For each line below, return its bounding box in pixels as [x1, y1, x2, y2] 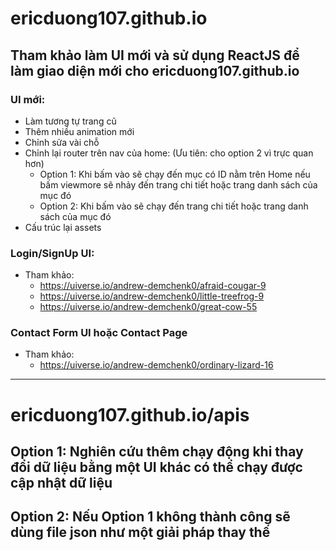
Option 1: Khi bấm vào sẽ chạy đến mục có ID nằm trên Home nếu [39, 168, 311, 180]
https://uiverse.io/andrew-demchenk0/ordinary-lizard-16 [39, 359, 274, 371]
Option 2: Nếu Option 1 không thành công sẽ [10, 508, 291, 526]
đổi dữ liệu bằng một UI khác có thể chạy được [10, 459, 303, 476]
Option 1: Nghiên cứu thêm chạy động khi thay [10, 443, 304, 461]
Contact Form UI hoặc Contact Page [10, 326, 188, 340]
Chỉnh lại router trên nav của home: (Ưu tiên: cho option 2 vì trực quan [24, 147, 314, 159]
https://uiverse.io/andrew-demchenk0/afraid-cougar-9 [39, 280, 267, 292]
